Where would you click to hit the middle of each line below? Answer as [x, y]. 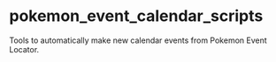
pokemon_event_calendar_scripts [136, 16]
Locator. [24, 49]
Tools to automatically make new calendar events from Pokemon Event [138, 40]
